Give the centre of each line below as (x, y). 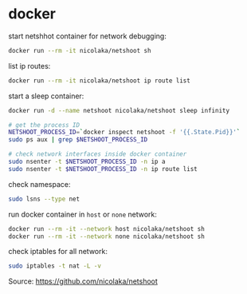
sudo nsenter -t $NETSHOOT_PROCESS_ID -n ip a (87, 162)
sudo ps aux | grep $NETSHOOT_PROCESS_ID (78, 140)
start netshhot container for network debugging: (88, 36)
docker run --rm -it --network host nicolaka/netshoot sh (106, 228)
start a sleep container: (46, 96)
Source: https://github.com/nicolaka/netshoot (83, 281)
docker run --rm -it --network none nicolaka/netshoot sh (106, 236)
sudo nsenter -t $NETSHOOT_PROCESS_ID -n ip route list (103, 169)
